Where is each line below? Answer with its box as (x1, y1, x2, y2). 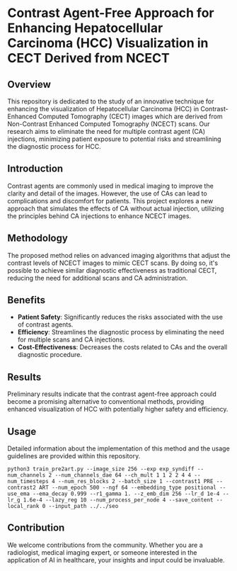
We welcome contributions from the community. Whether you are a (7, 541, 203, 549)
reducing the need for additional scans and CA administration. (7, 273, 188, 282)
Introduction (7, 163, 64, 175)
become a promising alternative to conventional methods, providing (7, 397, 204, 406)
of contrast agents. (17, 320, 74, 329)
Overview (7, 78, 52, 90)
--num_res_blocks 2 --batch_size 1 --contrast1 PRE (57, 478, 214, 485)
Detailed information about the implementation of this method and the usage (7, 444, 230, 453)
